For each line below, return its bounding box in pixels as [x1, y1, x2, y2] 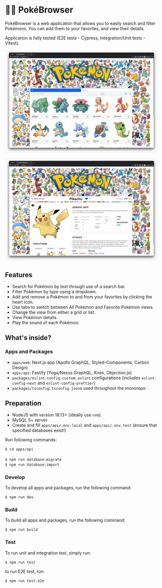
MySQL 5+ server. [12, 417, 49, 423]
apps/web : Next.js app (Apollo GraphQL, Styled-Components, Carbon [12, 359, 149, 365]
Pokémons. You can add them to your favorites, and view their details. [5, 25, 145, 31]
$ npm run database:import [5, 462, 60, 468]
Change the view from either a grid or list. [12, 309, 96, 315]
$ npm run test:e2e [5, 579, 45, 584]
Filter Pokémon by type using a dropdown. [12, 288, 97, 294]
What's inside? [5, 334, 52, 342]
